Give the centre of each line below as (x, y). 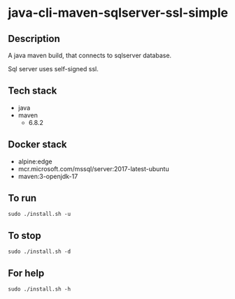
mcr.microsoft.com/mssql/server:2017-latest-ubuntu (94, 168)
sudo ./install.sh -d (40, 252)
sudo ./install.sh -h (40, 289)
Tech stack (33, 91)
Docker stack (37, 145)
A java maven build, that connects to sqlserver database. (90, 55)
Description (34, 39)
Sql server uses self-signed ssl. (53, 69)
